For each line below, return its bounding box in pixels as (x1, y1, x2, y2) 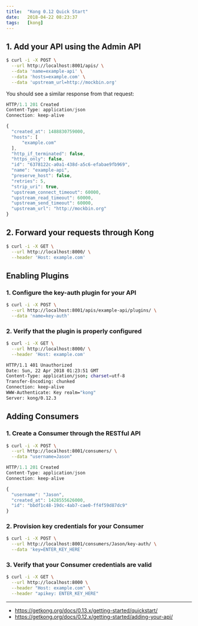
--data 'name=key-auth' (11, 313, 70, 319)
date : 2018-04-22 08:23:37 (6, 14, 78, 20)
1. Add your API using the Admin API (6, 41, 141, 52)
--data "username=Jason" (11, 454, 72, 460)
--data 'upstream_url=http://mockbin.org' (11, 79, 117, 85)
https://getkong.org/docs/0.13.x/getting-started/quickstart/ (14, 606, 158, 614)
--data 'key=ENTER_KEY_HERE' (11, 547, 83, 553)
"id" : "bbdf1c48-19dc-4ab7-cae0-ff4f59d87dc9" (11, 503, 128, 509)
